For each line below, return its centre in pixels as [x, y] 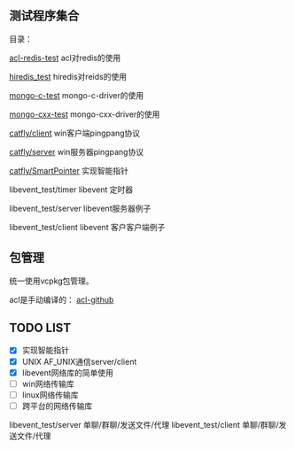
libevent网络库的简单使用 [67, 372]
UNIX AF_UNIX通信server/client [79, 361]
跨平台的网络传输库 [57, 406]
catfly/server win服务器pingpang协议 [77, 151]
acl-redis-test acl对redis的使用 [65, 58]
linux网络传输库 [50, 395]
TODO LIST [40, 328]
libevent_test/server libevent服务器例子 [80, 208]
